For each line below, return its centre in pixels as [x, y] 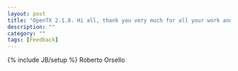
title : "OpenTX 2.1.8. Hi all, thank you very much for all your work [114, 20]
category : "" [27, 33]
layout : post [27, 14]
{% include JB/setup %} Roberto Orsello [66, 60]
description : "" [31, 27]
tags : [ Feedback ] [33, 40]
